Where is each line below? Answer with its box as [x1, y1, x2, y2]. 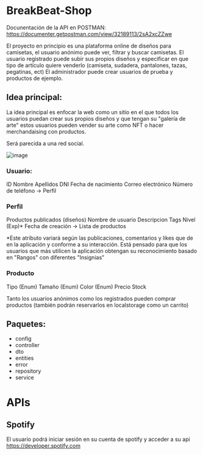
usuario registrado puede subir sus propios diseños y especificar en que [6, 55, 189, 62]
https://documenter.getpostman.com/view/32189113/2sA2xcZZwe [6, 30, 173, 37]
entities [15, 354, 34, 362]
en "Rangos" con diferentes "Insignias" [6, 254, 105, 261]
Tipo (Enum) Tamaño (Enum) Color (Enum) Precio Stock [6, 283, 147, 290]
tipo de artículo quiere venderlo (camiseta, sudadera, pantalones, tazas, [6, 62, 187, 69]
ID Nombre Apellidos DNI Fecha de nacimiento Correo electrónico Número [6, 181, 193, 188]
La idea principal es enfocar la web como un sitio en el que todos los [6, 108, 179, 116]
